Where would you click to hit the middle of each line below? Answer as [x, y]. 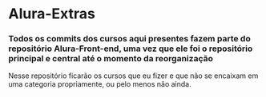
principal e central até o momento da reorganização [111, 59]
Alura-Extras [52, 14]
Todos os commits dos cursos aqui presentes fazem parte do [129, 39]
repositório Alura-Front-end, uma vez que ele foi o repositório [131, 48]
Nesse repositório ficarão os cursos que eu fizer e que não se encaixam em [133, 76]
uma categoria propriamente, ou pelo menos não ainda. [100, 84]
